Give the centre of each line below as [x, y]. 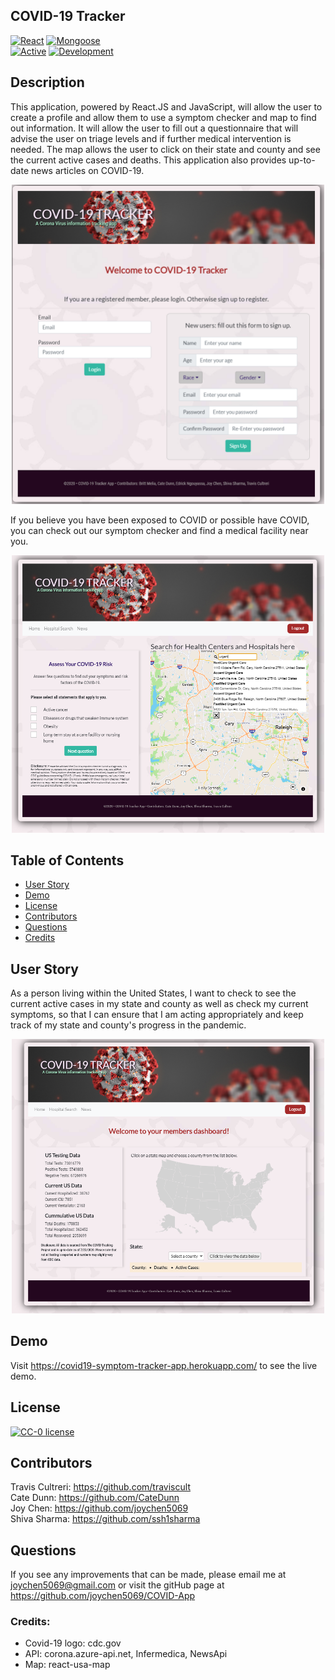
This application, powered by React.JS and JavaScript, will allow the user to [166, 106]
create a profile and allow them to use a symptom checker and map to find [163, 117]
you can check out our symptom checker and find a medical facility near [159, 530]
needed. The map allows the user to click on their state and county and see [165, 149]
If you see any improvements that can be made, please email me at [148, 1575]
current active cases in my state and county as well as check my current [159, 1004]
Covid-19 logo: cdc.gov [73, 1643]
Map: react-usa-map [67, 1665]
